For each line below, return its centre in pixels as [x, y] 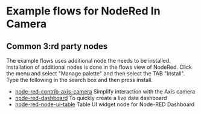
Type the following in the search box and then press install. [79, 80]
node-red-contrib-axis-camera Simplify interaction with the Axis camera [105, 91]
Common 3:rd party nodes [57, 46]
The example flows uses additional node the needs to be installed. [88, 61]
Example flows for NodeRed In [84, 11]
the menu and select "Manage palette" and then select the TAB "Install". [96, 73]
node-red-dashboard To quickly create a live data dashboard [91, 98]
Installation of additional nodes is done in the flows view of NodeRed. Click [99, 67]
